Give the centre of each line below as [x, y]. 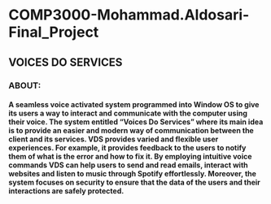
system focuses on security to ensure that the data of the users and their [134, 182]
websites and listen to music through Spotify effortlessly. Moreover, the [132, 174]
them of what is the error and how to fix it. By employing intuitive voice [130, 157]
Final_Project [54, 32]
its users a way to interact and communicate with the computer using [128, 113]
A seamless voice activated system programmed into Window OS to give [134, 105]
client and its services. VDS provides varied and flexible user [114, 139]
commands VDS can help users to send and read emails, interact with [128, 165]
